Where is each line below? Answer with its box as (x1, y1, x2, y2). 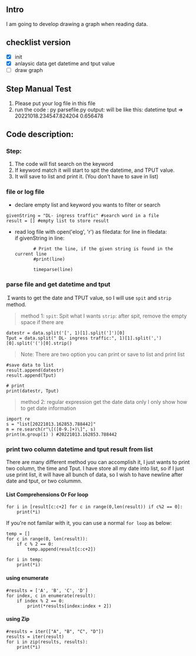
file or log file (6, 188, 45, 196)
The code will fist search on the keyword (14, 161, 114, 168)
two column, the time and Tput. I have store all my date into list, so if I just (6, 465, 184, 472)
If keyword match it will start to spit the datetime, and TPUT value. (14, 167, 175, 174)
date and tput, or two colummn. (6, 478, 82, 485)
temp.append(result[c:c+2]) (27, 546, 96, 553)
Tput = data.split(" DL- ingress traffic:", (6, 335, 117, 341)
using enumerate (6, 575, 49, 581)
